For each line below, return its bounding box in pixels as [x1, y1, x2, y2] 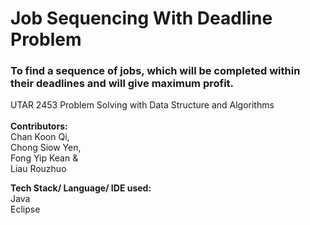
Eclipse [10, 203, 41, 216]
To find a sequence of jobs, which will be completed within [10, 64, 301, 78]
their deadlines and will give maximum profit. [10, 77, 235, 91]
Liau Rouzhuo [10, 163, 67, 175]
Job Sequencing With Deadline [10, 7, 273, 30]
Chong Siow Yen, [10, 142, 82, 154]
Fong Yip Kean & [10, 152, 79, 164]
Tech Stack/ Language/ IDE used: [10, 182, 152, 194]
